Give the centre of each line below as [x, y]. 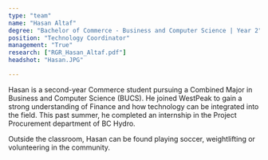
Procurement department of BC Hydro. [72, 123]
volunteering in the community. [59, 147]
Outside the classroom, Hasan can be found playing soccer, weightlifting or [132, 139]
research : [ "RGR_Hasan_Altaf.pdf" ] [67, 53]
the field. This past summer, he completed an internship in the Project [122, 115]
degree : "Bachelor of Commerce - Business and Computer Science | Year [130, 30]
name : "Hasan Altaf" [43, 23]
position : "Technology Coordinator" [69, 38]
